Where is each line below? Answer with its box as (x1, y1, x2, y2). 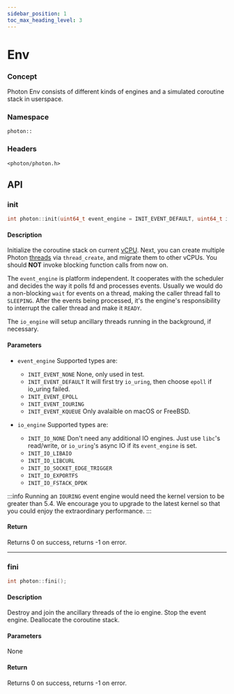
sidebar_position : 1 (7, 10, 68, 17)
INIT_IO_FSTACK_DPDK (27, 479, 88, 486)
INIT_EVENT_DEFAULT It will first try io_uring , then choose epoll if (27, 377, 212, 385)
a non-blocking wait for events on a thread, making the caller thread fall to (7, 289, 221, 298)
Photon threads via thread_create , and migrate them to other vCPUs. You (7, 254, 217, 262)
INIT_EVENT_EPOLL (27, 393, 79, 401)
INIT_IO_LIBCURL (27, 457, 75, 464)
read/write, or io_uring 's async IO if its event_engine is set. (27, 441, 197, 449)
